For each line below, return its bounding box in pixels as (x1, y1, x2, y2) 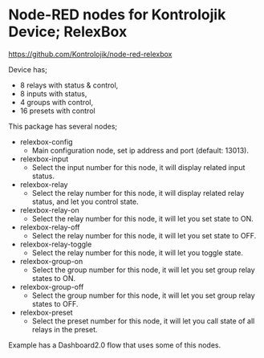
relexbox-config (19, 136, 74, 146)
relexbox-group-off (19, 282, 84, 291)
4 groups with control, (19, 97, 94, 107)
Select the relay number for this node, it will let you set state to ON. (31, 214, 254, 223)
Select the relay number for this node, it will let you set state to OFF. (31, 230, 257, 240)
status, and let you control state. (31, 197, 139, 206)
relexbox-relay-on (19, 205, 79, 214)
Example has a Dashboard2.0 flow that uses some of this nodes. (8, 340, 221, 350)
